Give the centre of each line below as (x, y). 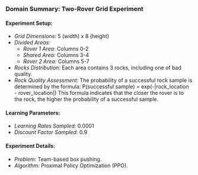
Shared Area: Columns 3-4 (56, 55)
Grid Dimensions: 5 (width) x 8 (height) (62, 36)
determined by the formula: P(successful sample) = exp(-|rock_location (101, 87)
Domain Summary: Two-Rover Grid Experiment (74, 9)
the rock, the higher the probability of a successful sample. (86, 99)
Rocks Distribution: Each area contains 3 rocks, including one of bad (98, 68)
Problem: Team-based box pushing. (58, 159)
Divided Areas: (32, 43)
